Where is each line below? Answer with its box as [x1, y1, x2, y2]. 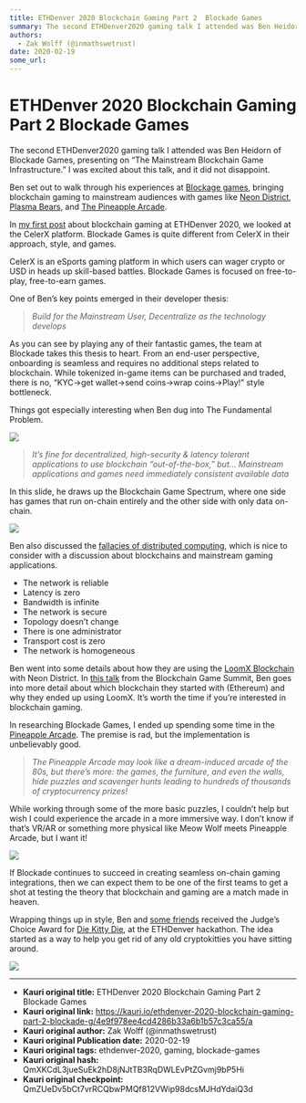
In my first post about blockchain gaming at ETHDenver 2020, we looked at [9, 218, 291, 229]
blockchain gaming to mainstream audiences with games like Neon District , [9, 191, 291, 202]
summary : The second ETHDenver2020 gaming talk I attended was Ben [9, 22, 271, 31]
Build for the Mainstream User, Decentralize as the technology [31, 310, 267, 321]
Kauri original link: [22, 1005, 94, 1016]
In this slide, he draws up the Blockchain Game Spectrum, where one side [9, 486, 287, 497]
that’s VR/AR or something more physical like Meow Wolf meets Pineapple [9, 823, 287, 834]
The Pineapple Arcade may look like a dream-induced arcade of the [31, 756, 289, 767]
